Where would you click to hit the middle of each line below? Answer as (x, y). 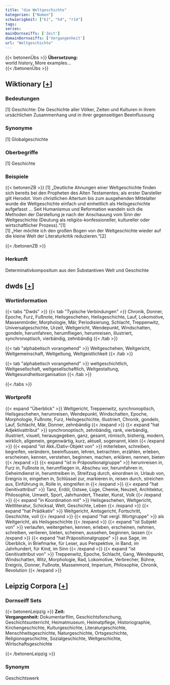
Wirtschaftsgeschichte (29, 644)
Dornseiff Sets (23, 600)
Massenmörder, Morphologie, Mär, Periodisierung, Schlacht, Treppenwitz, (82, 322)
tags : (11, 24)
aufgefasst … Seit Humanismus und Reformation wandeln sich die (74, 209)
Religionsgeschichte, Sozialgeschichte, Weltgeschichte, (63, 639)
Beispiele (17, 177)
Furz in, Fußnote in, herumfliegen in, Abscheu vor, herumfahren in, (75, 468)
